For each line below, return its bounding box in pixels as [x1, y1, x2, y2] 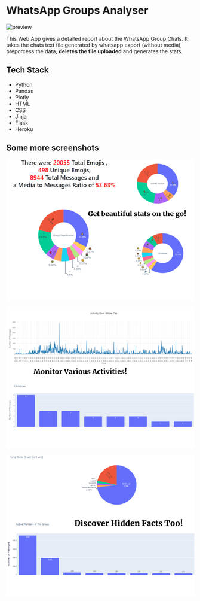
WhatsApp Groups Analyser [6, 4, 149, 17]
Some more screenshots [6, 143, 100, 153]
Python [14, 81, 33, 88]
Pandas [14, 87, 34, 95]
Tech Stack [6, 65, 49, 75]
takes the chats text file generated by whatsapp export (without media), [6, 41, 182, 48]
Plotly [14, 93, 29, 101]
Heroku [14, 125, 33, 132]
